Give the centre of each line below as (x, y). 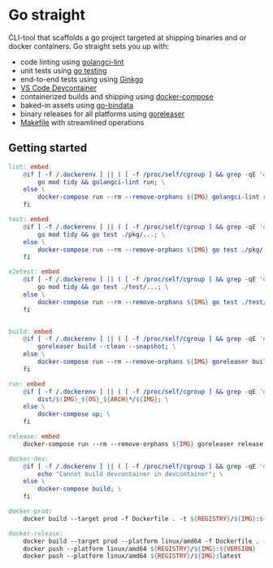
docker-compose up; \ (74, 414)
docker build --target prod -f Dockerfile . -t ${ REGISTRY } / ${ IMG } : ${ (145, 518)
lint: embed (28, 167)
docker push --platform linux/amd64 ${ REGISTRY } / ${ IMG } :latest (132, 556)
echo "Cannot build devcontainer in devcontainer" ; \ (130, 474)
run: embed (27, 384)
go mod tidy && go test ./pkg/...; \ (101, 234)
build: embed (30, 331)
